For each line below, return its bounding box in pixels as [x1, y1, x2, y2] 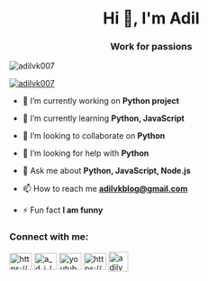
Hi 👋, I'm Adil [103, 8, 200, 29]
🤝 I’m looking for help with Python [22, 148, 149, 159]
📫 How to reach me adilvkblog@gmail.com [22, 184, 188, 195]
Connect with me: [9, 231, 89, 243]
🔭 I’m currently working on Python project [22, 95, 180, 106]
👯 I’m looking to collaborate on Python [22, 131, 166, 141]
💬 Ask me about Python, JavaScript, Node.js [22, 166, 191, 177]
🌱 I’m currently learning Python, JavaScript [22, 113, 185, 124]
